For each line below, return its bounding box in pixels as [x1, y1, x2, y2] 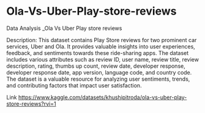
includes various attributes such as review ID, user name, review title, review [6, 56, 199, 63]
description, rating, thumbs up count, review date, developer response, [6, 62, 185, 70]
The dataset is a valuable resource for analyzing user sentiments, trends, [6, 75, 190, 82]
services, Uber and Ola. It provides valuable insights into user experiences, [6, 43, 196, 50]
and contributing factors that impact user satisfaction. [6, 81, 142, 89]
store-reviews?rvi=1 [6, 100, 56, 108]
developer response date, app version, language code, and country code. [6, 68, 192, 76]
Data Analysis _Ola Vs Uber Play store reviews [6, 24, 122, 32]
